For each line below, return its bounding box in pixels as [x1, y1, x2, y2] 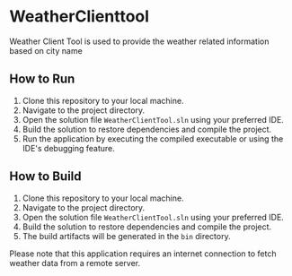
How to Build [9, 168, 83, 185]
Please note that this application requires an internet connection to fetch [9, 248, 277, 259]
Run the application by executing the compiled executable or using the [22, 133, 284, 144]
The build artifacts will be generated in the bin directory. [22, 230, 231, 241]
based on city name [9, 45, 83, 56]
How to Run [9, 72, 75, 87]
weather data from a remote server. [9, 257, 141, 268]
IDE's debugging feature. [22, 142, 115, 153]
